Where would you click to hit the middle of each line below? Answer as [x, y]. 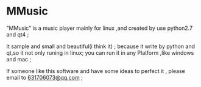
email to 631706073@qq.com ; [45, 77]
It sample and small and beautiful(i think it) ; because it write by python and [101, 46]
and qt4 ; [18, 34]
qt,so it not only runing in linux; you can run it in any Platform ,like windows [100, 52]
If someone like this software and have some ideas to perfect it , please [96, 71]
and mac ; [19, 59]
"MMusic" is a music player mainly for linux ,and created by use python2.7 [100, 28]
